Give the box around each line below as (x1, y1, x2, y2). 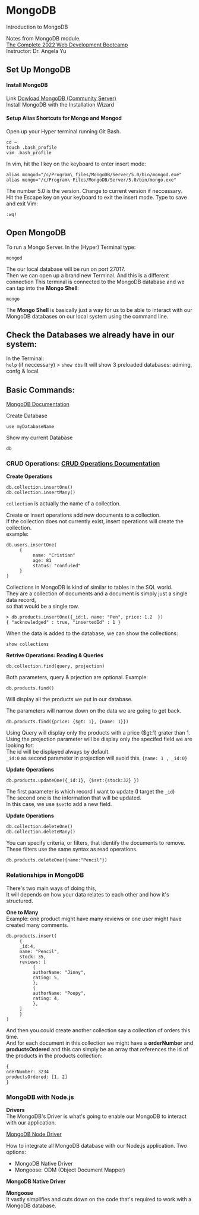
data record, (6, 596, 37, 604)
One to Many (6, 908, 39, 916)
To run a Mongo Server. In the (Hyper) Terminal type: (6, 243, 136, 251)
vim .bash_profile (6, 149, 52, 155)
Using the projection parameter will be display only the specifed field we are (6, 736, 192, 743)
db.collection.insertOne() (6, 485, 73, 491)
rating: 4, (32, 995, 60, 1001)
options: (6, 1148, 27, 1155)
